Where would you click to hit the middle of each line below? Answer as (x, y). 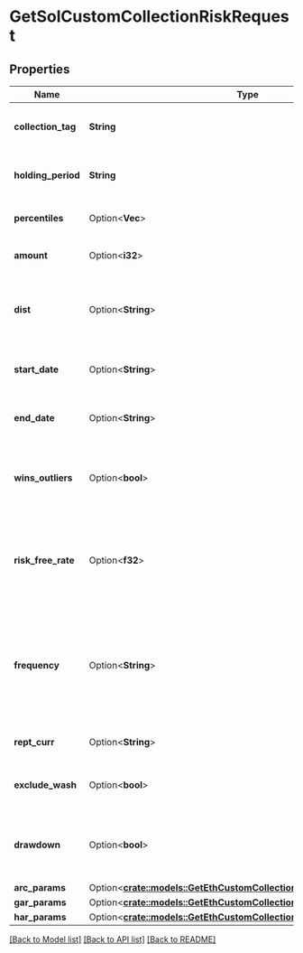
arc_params (40, 888)
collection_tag (45, 126)
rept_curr (34, 742)
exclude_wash (45, 785)
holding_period (47, 175)
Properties (40, 69)
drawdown (37, 845)
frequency (37, 665)
